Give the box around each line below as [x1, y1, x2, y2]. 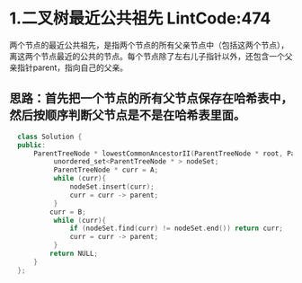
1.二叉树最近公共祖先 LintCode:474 [9, 8, 271, 29]
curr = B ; [49, 208, 87, 217]
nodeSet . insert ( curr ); [69, 182, 155, 191]
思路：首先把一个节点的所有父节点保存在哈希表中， [9, 91, 293, 106]
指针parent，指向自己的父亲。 [16, 62, 129, 73]
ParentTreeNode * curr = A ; [53, 165, 159, 175]
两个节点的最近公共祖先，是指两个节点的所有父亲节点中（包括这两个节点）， [9, 40, 289, 50]
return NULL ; [49, 249, 99, 258]
